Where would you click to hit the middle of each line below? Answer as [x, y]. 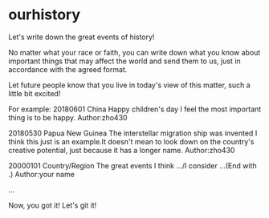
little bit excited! [35, 93]
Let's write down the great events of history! [82, 37]
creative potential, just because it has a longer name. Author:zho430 [122, 150]
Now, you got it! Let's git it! [53, 205]
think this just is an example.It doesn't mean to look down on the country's [131, 141]
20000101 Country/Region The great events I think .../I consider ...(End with [132, 165]
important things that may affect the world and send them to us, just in [124, 61]
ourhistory [44, 15]
